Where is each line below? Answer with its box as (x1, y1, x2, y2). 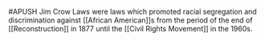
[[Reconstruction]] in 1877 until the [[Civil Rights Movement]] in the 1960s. (8, 24, 253, 33)
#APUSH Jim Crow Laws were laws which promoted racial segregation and (8, 7, 257, 16)
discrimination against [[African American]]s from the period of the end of (8, 15, 253, 25)
